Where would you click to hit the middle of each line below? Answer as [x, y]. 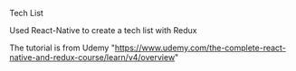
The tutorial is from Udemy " [62, 48]
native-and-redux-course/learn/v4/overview [92, 57]
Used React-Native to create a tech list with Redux [103, 30]
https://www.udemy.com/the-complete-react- [201, 48]
